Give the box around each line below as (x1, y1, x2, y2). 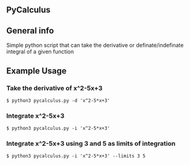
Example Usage (6, 66, 67, 76)
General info (6, 25, 54, 36)
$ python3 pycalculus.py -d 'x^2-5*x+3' (6, 97, 111, 104)
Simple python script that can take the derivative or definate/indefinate (6, 42, 184, 49)
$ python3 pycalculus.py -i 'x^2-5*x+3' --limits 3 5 (6, 153, 146, 160)
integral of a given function (6, 48, 74, 55)
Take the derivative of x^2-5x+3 (6, 84, 103, 92)
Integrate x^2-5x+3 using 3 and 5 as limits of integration (6, 140, 175, 148)
